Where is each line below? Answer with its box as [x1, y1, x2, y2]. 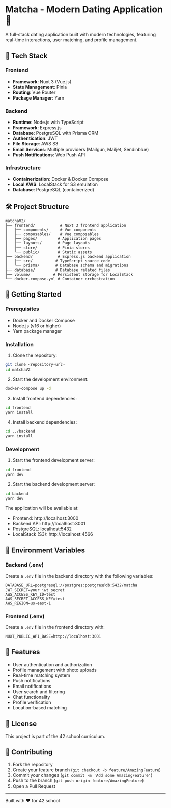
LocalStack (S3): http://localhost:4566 [12, 531, 93, 537]
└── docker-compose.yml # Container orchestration [5, 277, 115, 282]
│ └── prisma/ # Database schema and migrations [5, 263, 129, 268]
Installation [5, 340, 34, 348]
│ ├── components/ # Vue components [5, 227, 97, 233]
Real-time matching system [12, 672, 70, 678]
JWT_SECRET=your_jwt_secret [5, 587, 65, 593]
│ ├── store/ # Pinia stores [5, 245, 90, 251]
